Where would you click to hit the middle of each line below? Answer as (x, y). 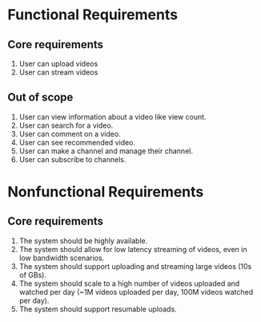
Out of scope (40, 98)
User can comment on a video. (70, 133)
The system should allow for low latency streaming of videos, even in (133, 249)
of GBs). (33, 275)
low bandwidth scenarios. (62, 258)
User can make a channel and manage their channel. (106, 151)
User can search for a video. (66, 125)
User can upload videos (58, 63)
